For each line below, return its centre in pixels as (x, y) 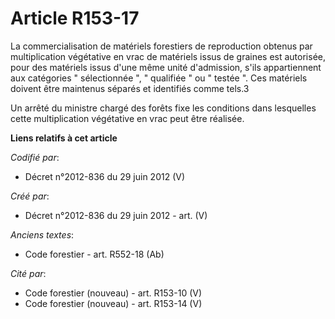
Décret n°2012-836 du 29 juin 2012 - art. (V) (116, 215)
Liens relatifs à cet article (64, 138)
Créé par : (30, 196)
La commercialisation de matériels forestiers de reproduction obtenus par (161, 46)
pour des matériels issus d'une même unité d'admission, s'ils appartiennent (166, 67)
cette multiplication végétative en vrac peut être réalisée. (127, 118)
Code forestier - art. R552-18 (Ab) (94, 254)
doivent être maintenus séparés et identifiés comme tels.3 (130, 88)
